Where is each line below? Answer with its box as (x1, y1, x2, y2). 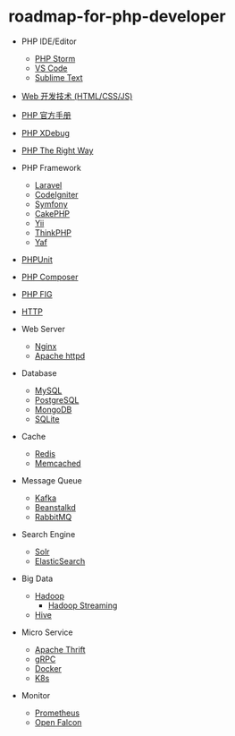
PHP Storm (34, 53, 76, 64)
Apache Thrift (34, 644, 86, 655)
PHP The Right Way (21, 145, 94, 156)
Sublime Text (34, 72, 83, 82)
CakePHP (34, 208, 71, 218)
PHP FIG (21, 288, 53, 299)
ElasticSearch (34, 555, 86, 566)
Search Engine (21, 528, 76, 539)
